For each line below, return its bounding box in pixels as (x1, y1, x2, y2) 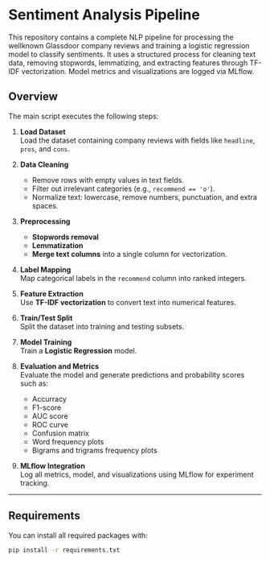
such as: (19, 378, 48, 388)
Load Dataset (19, 126, 66, 136)
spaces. (31, 200, 59, 210)
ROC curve (31, 419, 68, 429)
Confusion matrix (31, 428, 90, 438)
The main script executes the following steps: (8, 111, 159, 121)
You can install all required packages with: (8, 530, 149, 540)
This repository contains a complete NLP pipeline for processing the (8, 32, 235, 42)
